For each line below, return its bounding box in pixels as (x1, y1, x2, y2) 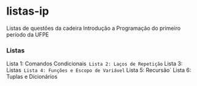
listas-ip (6, 4, 49, 18)
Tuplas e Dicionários (6, 73, 58, 81)
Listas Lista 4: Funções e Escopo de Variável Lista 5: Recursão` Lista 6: (6, 66, 192, 74)
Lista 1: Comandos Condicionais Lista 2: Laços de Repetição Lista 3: (6, 60, 183, 68)
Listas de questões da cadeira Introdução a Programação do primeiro (6, 24, 181, 32)
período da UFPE (6, 30, 49, 38)
